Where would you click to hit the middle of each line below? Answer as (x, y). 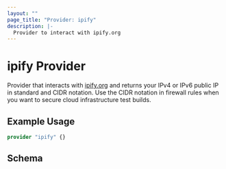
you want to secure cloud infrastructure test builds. (79, 100)
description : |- (30, 26)
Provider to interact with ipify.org (67, 32)
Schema (25, 158)
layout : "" (23, 13)
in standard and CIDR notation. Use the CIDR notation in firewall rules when (113, 92)
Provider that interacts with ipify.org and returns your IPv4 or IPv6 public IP (113, 86)
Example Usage (41, 121)
